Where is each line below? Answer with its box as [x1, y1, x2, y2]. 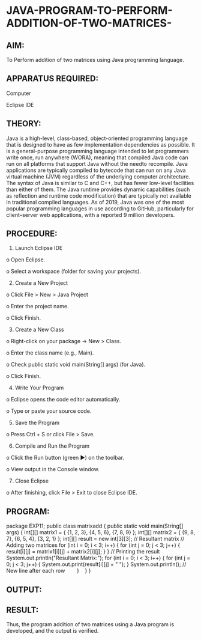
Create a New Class [14, 326, 64, 334]
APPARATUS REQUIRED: [6, 73, 99, 84]
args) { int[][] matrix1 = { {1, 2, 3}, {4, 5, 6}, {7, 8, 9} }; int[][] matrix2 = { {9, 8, [6, 529, 196, 536]
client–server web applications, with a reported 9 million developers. [6, 211, 175, 218]
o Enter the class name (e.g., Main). [6, 349, 94, 356]
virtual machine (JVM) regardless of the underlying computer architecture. [6, 172, 191, 180]
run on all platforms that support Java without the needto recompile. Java [6, 160, 188, 167]
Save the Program [14, 419, 60, 427]
